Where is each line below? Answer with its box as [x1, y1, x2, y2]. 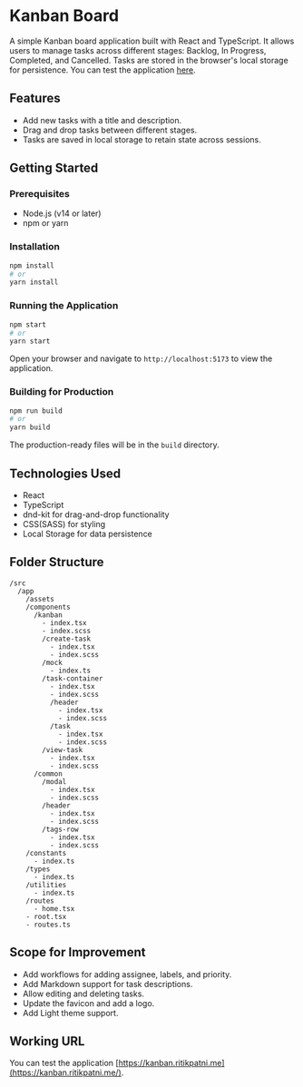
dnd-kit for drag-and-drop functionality [22, 509, 170, 520]
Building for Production [9, 386, 114, 398]
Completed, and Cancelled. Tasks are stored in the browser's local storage [9, 54, 288, 65]
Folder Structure [9, 554, 104, 570]
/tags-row [42, 825, 79, 834]
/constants [25, 848, 67, 857]
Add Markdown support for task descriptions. [22, 978, 193, 989]
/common [33, 769, 64, 779]
